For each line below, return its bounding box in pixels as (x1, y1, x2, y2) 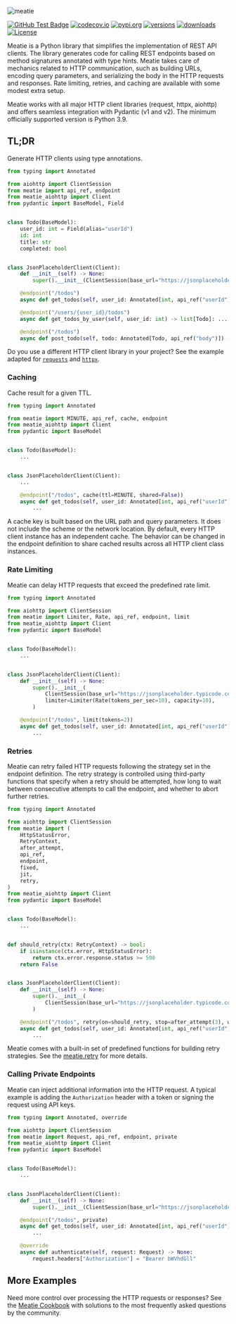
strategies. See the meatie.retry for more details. (7, 1052, 147, 1060)
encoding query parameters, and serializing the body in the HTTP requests (7, 72, 224, 80)
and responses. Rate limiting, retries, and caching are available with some (7, 79, 221, 87)
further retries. (7, 792, 50, 800)
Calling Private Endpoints (7, 1069, 96, 1079)
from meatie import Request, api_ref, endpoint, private (7, 1133, 178, 1140)
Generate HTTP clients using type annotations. (7, 154, 143, 163)
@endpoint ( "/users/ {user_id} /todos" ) (20, 309, 131, 316)
